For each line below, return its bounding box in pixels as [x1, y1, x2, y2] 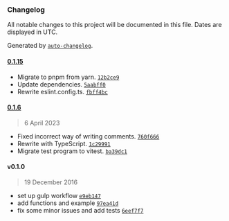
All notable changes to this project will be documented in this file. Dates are [7, 21, 223, 29]
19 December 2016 [24, 178, 78, 186]
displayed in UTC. [7, 28, 58, 36]
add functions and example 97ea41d [17, 199, 119, 207]
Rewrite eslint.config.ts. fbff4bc [17, 87, 109, 96]
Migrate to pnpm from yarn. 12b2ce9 [17, 73, 120, 81]
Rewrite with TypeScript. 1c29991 [17, 139, 111, 148]
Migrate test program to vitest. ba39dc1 [17, 147, 128, 155]
